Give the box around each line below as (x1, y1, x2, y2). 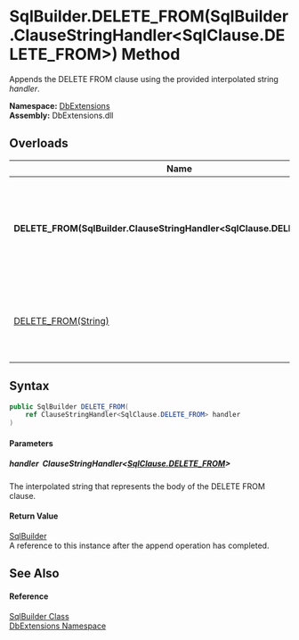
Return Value (9, 511, 59, 521)
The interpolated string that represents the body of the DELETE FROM (9, 480, 265, 492)
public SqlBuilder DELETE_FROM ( (9, 402, 129, 411)
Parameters (9, 437, 53, 448)
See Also (9, 566, 60, 581)
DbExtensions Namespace (9, 620, 107, 631)
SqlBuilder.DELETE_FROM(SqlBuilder (9, 6, 289, 27)
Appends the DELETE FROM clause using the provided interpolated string (9, 73, 279, 84)
